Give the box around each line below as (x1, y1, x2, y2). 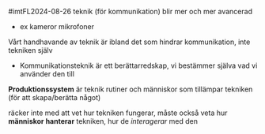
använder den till (19, 69, 75, 78)
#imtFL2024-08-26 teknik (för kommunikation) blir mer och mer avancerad (8, 7, 253, 16)
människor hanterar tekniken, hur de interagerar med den (8, 117, 198, 125)
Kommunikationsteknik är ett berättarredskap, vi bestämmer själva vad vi (19, 61, 258, 70)
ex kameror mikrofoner (19, 22, 95, 31)
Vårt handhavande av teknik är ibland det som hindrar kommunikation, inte (8, 37, 251, 47)
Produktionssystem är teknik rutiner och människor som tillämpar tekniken (8, 84, 253, 94)
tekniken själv (8, 46, 53, 54)
